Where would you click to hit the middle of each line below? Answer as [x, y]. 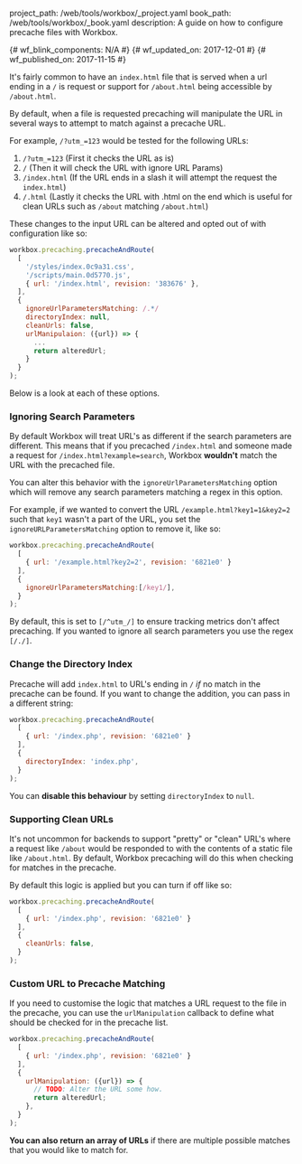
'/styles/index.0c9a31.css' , [80, 267]
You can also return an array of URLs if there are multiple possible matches [150, 1140]
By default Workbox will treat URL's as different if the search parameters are [151, 436]
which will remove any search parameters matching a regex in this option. [146, 493]
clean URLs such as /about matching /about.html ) [115, 206]
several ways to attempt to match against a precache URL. [118, 123]
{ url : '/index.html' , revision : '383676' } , [113, 284]
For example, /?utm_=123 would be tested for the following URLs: [129, 141]
